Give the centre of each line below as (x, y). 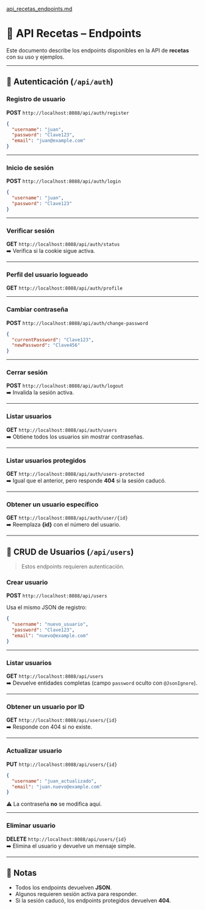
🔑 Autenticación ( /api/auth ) (60, 82)
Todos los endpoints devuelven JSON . (63, 887)
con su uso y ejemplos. (35, 57)
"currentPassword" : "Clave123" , (53, 340)
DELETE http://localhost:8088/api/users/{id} (67, 839)
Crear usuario (27, 583)
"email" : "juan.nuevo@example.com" (57, 787)
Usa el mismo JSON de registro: (47, 608)
